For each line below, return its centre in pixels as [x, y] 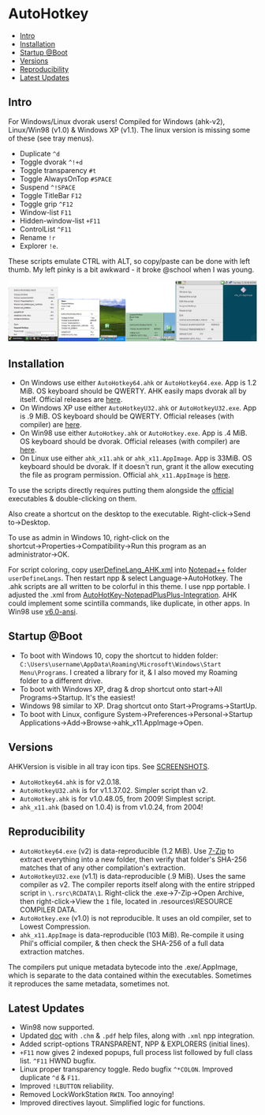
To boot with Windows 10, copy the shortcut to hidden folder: [119, 655]
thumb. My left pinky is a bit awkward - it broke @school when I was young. [131, 269]
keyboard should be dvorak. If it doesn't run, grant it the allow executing [136, 467]
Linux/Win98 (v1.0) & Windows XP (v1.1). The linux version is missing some [129, 130]
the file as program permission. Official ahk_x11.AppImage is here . [125, 475]
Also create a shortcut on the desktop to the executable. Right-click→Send [129, 514]
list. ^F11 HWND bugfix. [58, 1061]
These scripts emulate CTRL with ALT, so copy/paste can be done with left [129, 261]
